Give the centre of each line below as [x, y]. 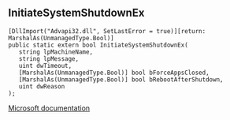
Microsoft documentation [49, 108]
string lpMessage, [49, 58]
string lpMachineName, [56, 52]
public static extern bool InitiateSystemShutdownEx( [98, 45]
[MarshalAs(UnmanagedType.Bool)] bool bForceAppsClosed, [114, 73]
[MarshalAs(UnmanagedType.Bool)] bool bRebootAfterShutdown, [121, 79]
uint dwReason [42, 86]
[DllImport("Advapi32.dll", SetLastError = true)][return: [107, 31]
